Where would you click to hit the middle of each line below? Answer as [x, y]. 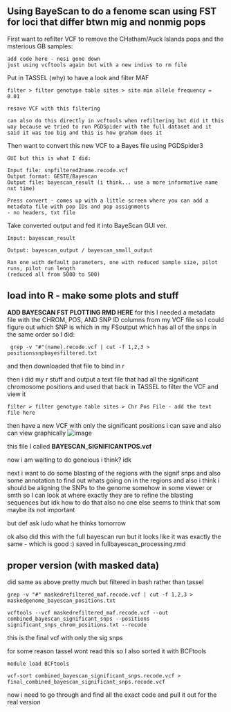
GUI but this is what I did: [49, 158]
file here [21, 413]
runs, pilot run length [41, 268]
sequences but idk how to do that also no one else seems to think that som [114, 502]
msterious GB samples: [40, 46]
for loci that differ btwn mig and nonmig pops [107, 22]
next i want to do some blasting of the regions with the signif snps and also [114, 473]
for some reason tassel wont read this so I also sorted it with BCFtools [107, 651]
